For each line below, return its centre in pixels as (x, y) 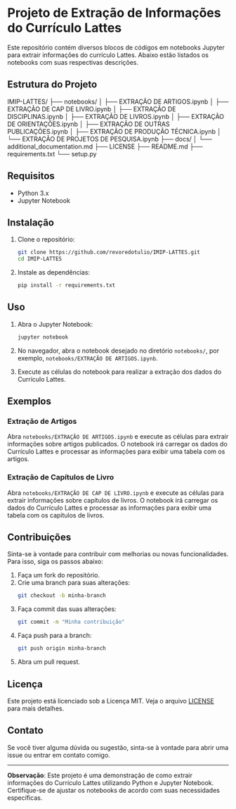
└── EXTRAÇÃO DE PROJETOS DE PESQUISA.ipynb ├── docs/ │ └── (110, 139)
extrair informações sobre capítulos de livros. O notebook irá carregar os (113, 500)
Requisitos (31, 176)
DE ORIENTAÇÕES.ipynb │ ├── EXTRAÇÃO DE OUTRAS (88, 124)
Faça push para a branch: (54, 636)
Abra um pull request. (49, 662)
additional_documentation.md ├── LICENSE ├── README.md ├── (105, 146)
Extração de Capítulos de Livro (61, 477)
